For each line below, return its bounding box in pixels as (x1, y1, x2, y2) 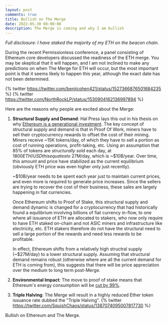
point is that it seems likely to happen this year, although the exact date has (5, 71, 160, 77)
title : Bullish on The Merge (5, 17, 66, 22)
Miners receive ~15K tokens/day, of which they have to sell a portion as (12, 137, 159, 143)
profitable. (12, 236, 34, 242)
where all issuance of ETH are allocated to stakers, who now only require (12, 215, 163, 221)
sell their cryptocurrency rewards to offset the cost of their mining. (12, 132, 150, 138)
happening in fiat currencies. (12, 189, 72, 195)
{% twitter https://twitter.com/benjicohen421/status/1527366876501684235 (5, 86, 161, 92)
